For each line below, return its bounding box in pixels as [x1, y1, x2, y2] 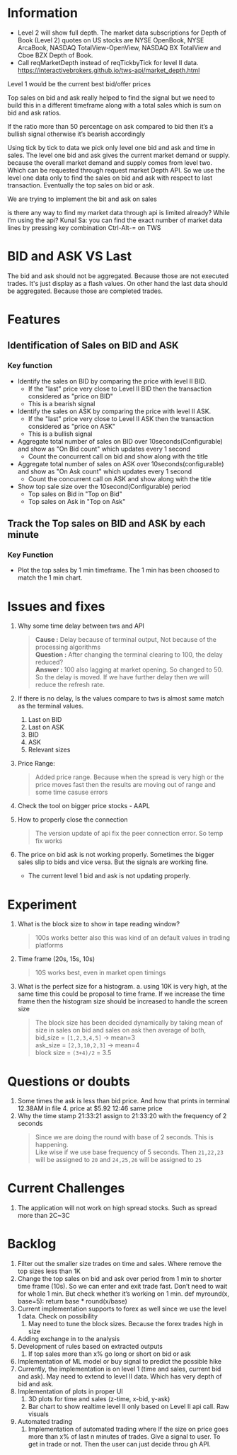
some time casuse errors [35, 788, 108, 797]
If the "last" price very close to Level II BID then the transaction [28, 384, 212, 393]
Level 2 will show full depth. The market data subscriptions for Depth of [17, 28, 226, 37]
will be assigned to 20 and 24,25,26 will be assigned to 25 [35, 1156, 202, 1164]
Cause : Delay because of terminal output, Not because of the [35, 636, 217, 644]
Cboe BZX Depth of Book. [17, 51, 93, 59]
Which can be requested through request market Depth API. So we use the [7, 166, 225, 174]
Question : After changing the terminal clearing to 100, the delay [35, 650, 223, 659]
